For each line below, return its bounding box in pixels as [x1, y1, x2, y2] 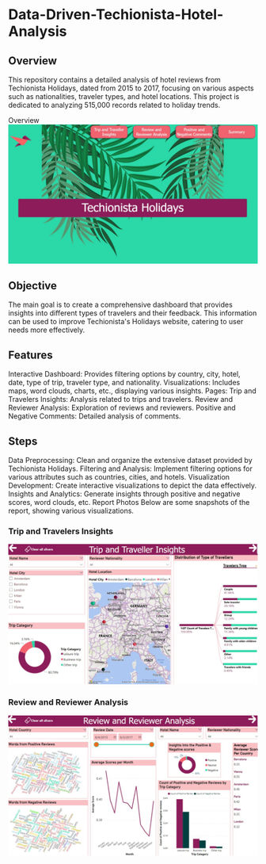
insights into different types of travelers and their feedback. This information [8, 308, 257, 318]
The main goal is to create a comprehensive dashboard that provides [8, 300, 234, 310]
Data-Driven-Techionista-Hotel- [8, 6, 224, 24]
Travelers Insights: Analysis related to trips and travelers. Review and [8, 395, 234, 404]
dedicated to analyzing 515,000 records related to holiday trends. [8, 101, 221, 109]
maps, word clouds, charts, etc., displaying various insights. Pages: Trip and [8, 386, 256, 396]
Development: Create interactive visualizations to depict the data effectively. [8, 480, 257, 490]
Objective [8, 279, 58, 292]
